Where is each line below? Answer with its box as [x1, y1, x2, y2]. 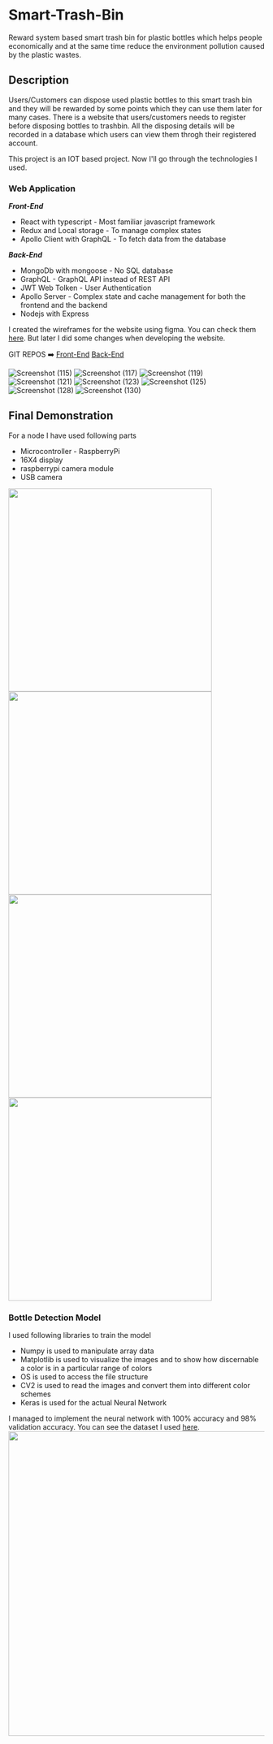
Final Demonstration [8, 409, 114, 423]
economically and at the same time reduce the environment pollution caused [8, 41, 265, 50]
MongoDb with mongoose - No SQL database [19, 266, 174, 275]
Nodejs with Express [19, 309, 89, 318]
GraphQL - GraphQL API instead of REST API [19, 275, 171, 284]
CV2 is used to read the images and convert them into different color [19, 1381, 250, 1391]
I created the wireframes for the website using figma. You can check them [8, 325, 257, 335]
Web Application [8, 183, 76, 194]
